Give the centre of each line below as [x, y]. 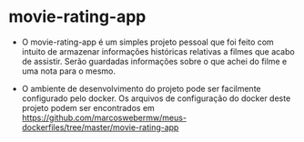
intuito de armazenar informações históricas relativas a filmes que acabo [158, 51]
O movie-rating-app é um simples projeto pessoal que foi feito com [147, 42]
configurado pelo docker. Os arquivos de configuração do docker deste [156, 98]
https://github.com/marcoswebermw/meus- [104, 117]
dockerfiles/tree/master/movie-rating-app [100, 127]
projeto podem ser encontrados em [88, 107]
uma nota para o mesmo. [68, 71]
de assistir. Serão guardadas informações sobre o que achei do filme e [154, 61]
